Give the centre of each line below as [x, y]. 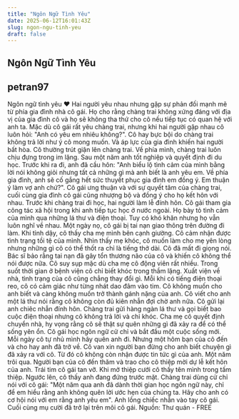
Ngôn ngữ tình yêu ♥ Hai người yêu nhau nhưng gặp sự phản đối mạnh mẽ [117, 104]
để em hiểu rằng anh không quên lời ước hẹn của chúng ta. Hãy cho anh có [118, 393]
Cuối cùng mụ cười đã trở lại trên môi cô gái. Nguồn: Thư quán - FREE [110, 408]
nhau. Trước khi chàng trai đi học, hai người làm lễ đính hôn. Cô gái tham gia [119, 203]
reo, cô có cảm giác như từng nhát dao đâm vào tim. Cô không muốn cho [115, 286]
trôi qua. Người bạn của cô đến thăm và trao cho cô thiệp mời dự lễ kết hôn [118, 362]
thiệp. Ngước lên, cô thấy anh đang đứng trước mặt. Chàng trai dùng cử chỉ [118, 377]
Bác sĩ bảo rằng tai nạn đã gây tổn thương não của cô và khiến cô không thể [119, 256]
